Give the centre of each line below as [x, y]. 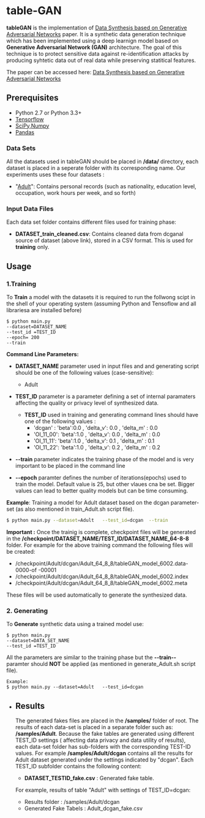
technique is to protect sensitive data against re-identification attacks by [98, 53]
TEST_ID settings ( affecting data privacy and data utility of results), [100, 740]
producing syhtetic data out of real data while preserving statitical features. [101, 60]
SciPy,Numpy [32, 126]
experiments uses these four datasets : [56, 175]
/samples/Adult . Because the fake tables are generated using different [105, 734]
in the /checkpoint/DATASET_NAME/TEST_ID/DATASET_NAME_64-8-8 [98, 538]
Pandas [25, 132]
